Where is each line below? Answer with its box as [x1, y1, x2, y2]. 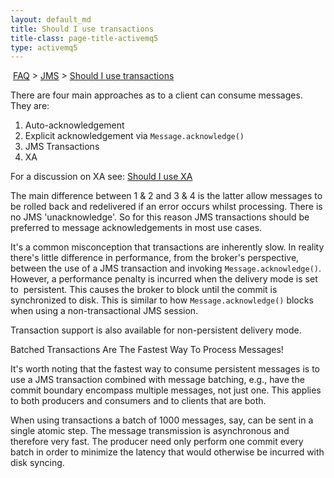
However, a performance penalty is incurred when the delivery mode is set [10, 273, 318, 285]
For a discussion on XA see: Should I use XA [10, 171, 193, 183]
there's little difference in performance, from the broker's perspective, [10, 252, 300, 264]
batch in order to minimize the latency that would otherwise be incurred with [10, 446, 325, 458]
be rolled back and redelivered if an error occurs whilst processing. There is [10, 201, 323, 213]
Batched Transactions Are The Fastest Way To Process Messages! [10, 344, 284, 356]
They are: [10, 100, 50, 112]
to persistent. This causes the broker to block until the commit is [10, 284, 278, 296]
